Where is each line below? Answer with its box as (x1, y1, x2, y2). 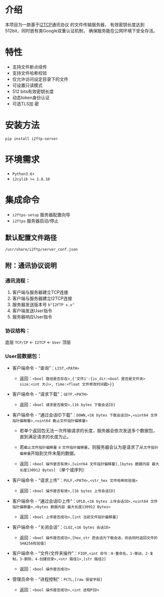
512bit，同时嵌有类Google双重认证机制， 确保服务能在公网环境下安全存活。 (5, 27, 158, 33)
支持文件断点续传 (12, 64, 47, 70)
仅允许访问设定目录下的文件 (12, 76, 69, 82)
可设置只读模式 (12, 82, 43, 88)
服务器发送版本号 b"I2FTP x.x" (12, 302, 75, 308)
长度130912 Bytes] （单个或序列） (19, 467, 87, 472)
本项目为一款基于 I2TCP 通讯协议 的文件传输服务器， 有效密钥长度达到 (5, 22, 145, 27)
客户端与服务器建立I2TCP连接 (12, 295, 72, 302)
